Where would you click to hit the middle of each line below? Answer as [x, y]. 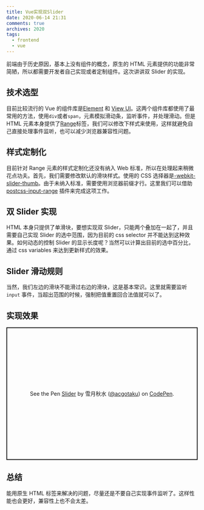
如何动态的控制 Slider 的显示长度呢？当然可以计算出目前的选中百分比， [105, 243]
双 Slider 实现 [32, 211]
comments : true [25, 23]
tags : [13, 35]
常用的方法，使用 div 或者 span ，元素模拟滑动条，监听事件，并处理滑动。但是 [101, 115]
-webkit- [185, 175]
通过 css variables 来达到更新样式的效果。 [59, 250]
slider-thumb [22, 183]
